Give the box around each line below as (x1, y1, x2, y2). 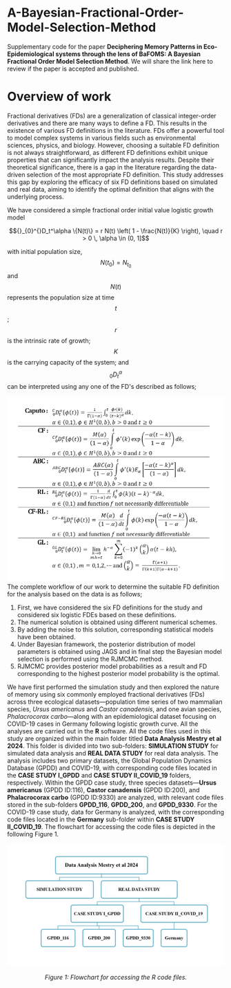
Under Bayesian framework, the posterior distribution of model (17, 640, 195, 648)
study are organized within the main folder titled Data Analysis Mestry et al (7, 734, 222, 742)
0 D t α (109, 369, 123, 380)
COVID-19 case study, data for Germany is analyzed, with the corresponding (7, 807, 225, 816)
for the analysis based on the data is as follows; (7, 589, 143, 598)
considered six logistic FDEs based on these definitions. (17, 610, 177, 619)
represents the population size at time (7, 293, 115, 302)
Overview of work (7, 89, 112, 104)
